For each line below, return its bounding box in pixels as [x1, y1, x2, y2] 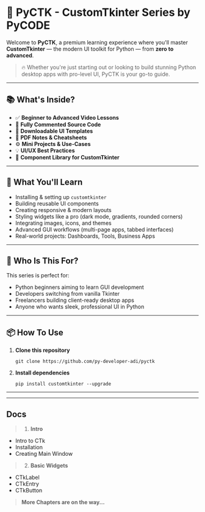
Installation [15, 444, 43, 451]
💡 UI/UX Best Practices [15, 147, 75, 154]
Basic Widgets [30, 462, 68, 469]
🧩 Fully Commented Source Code [15, 120, 101, 128]
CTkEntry [15, 480, 40, 488]
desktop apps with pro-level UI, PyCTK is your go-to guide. [21, 70, 170, 78]
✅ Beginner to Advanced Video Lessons [15, 114, 119, 121]
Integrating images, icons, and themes [15, 219, 112, 227]
